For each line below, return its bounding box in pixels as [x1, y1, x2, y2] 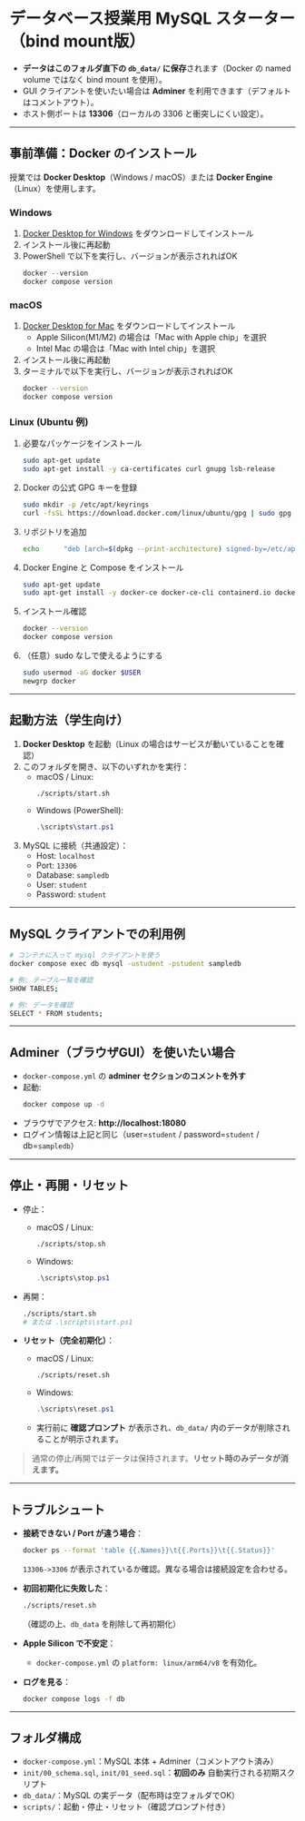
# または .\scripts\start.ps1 [22, 1317, 133, 1326]
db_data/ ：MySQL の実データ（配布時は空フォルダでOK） [22, 1790, 241, 1801]
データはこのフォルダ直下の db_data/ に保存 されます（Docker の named [22, 63, 292, 74]
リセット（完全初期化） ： [22, 1335, 115, 1346]
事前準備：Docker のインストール [9, 146, 197, 162]
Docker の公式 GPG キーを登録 [22, 482, 138, 493]
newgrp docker [22, 676, 76, 685]
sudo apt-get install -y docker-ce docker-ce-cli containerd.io [22, 588, 271, 597]
